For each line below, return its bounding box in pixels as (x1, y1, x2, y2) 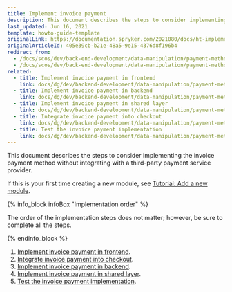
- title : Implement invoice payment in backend (13, 87, 153, 94)
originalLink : (7, 36, 48, 43)
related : (7, 68, 32, 75)
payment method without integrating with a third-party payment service (7, 158, 211, 167)
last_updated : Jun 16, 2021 (7, 23, 88, 30)
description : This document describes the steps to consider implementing (7, 17, 227, 24)
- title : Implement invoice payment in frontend (13, 74, 156, 82)
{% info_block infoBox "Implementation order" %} (7, 200, 149, 208)
